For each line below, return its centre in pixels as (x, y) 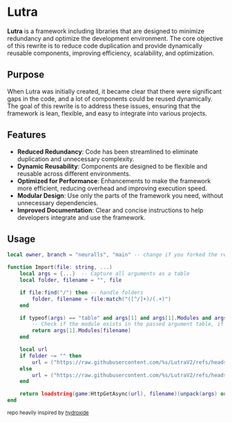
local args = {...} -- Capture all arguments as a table (105, 274)
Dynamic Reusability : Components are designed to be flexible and (112, 166)
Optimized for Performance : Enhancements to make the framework (114, 180)
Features (27, 135)
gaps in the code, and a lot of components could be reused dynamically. (110, 99)
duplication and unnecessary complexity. (76, 158)
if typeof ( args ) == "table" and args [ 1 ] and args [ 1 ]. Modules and (116, 318)
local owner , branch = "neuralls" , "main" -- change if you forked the (112, 255)
